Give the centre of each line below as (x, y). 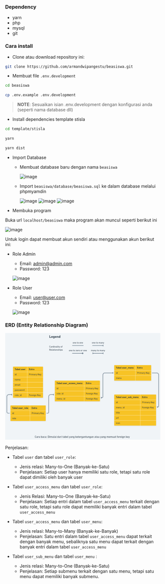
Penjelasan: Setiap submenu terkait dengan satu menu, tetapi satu (87, 571)
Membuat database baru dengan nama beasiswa (68, 167)
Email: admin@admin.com (46, 263)
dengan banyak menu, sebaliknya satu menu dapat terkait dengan (87, 542)
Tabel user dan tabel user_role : (44, 457)
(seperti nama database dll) (45, 110)
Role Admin (24, 254)
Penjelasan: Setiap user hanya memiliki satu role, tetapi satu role (85, 472)
